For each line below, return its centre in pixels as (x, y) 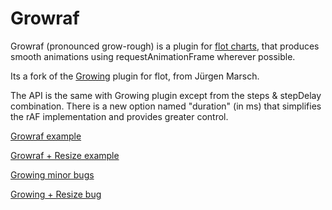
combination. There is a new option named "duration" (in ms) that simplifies (166, 106)
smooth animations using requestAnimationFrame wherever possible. (153, 56)
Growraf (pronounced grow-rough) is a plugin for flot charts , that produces (165, 46)
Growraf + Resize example (65, 155)
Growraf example (46, 136)
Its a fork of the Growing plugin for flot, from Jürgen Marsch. (135, 76)
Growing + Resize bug (56, 194)
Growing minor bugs (52, 174)
